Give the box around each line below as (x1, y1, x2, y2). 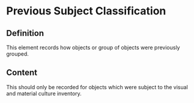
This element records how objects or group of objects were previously (6, 44, 180, 51)
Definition (6, 28, 44, 38)
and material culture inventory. (6, 90, 82, 97)
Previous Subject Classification (6, 4, 166, 18)
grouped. (6, 50, 29, 57)
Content (6, 68, 38, 78)
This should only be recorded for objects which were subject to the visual (6, 83, 188, 90)
